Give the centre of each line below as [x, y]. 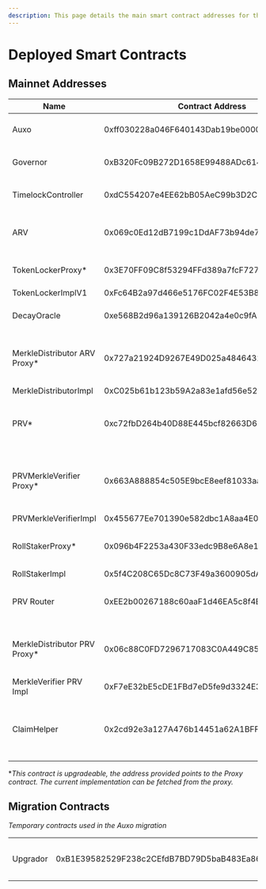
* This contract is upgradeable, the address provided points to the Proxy [125, 773]
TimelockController [48, 195]
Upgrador [30, 859]
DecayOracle [36, 315]
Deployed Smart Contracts [98, 54]
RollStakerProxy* [44, 545]
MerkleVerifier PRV [47, 682]
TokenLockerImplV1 [50, 292]
